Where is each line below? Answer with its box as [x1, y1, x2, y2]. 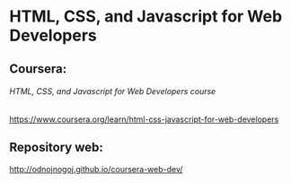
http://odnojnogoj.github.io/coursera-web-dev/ [9, 163, 183, 174]
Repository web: [9, 140, 103, 155]
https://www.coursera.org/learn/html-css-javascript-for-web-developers [9, 114, 279, 125]
